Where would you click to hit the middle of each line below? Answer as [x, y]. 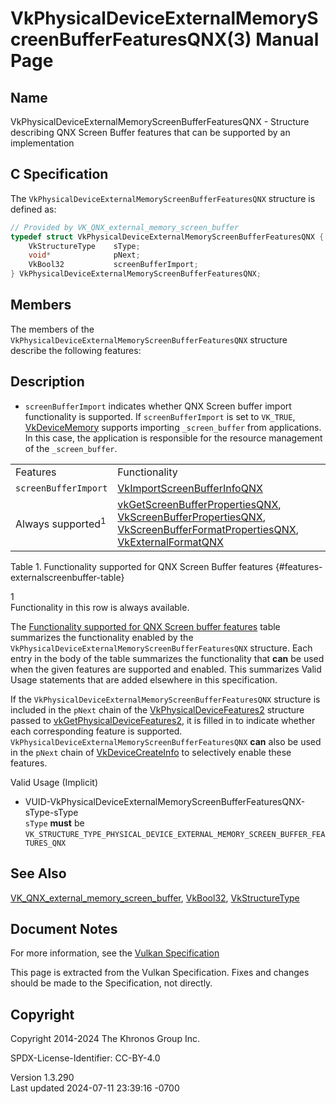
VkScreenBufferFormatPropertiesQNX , [208, 529]
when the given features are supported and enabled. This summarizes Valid [166, 669]
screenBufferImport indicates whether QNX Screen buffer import [158, 406]
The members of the [52, 329]
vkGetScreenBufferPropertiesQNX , [199, 504]
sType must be [54, 823]
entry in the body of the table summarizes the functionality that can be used [167, 658]
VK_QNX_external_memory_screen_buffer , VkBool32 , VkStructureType [155, 898]
